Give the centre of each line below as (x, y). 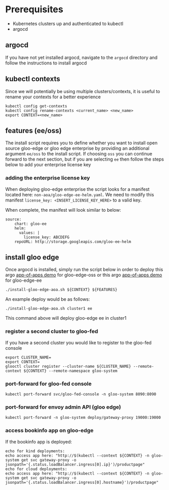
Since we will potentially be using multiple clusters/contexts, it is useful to (83, 91)
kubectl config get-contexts (36, 106)
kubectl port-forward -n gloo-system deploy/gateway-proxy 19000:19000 (83, 418)
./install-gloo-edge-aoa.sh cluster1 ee (49, 309)
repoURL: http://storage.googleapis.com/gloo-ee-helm (73, 241)
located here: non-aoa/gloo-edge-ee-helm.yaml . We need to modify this (80, 194)
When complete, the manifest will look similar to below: (63, 210)
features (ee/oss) (34, 131)
